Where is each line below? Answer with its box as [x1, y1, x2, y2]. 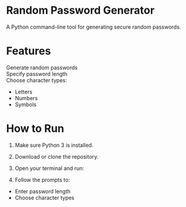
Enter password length [14, 187, 71, 194]
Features [6, 44, 51, 58]
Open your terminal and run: [14, 165, 85, 172]
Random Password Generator [6, 4, 155, 17]
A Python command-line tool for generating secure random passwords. [6, 23, 181, 30]
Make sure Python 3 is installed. [14, 141, 94, 149]
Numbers [14, 94, 38, 101]
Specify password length [6, 70, 67, 78]
